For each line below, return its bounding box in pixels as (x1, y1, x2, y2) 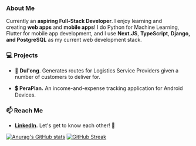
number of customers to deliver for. (14, 73, 101, 80)
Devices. (14, 91, 36, 98)
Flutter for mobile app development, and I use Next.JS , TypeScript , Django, (6, 30, 191, 37)
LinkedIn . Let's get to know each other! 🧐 (14, 122, 116, 129)
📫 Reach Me (6, 106, 43, 114)
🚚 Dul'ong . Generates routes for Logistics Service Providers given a (14, 67, 179, 74)
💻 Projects (6, 51, 38, 59)
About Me (6, 4, 35, 12)
